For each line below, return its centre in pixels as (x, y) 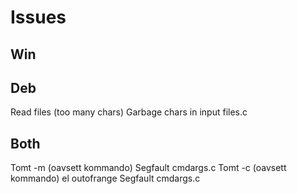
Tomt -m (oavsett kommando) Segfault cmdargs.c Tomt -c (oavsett (148, 168)
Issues (38, 17)
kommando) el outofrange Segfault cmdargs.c (105, 178)
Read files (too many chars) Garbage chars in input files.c (129, 112)
